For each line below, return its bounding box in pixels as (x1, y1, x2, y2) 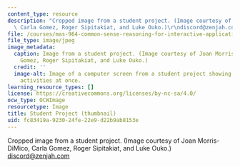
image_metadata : (7, 44, 56, 51)
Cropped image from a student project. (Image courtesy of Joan (7, 136, 196, 145)
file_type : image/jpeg (7, 37, 75, 44)
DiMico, (7, 143, 30, 152)
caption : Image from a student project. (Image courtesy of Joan (14, 51, 213, 58)
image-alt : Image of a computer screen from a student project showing (14, 70, 232, 77)
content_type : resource (7, 10, 79, 18)
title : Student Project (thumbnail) (7, 110, 116, 117)
